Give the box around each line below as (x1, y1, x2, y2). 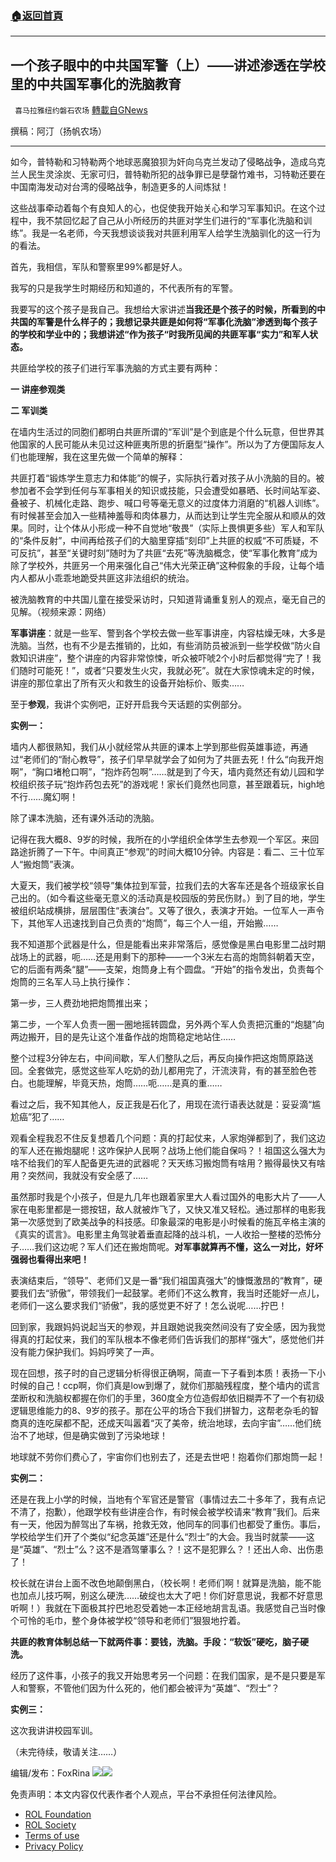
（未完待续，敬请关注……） (10, 1746, 123, 1758)
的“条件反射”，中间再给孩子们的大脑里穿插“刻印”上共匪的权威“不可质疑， (10, 535, 310, 547)
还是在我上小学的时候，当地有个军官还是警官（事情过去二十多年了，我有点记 (10, 1493, 326, 1506)
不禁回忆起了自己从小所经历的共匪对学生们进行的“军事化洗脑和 (44, 215, 304, 227)
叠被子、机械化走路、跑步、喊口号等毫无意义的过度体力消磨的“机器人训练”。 (10, 497, 325, 509)
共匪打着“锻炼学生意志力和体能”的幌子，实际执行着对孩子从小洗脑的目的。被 (10, 472, 325, 484)
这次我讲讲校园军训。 (10, 1725, 98, 1737)
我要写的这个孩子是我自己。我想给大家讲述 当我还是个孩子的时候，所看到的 (10, 303, 317, 316)
